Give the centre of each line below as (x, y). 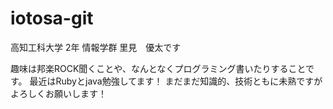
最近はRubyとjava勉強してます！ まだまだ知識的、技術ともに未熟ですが (176, 81)
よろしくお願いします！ (58, 93)
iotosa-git (52, 18)
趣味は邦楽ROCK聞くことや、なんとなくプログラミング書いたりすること (158, 68)
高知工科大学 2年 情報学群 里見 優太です (96, 47)
